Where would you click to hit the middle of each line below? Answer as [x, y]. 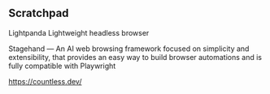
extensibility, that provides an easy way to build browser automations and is [135, 57]
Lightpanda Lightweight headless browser [79, 32]
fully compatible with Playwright [62, 66]
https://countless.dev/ [45, 81]
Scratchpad [39, 13]
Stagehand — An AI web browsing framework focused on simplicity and [129, 49]
